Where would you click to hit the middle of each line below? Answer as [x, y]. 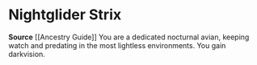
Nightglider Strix [65, 15]
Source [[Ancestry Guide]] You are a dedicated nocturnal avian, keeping [129, 37]
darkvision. [27, 54]
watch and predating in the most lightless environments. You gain [117, 45]
